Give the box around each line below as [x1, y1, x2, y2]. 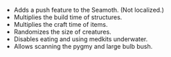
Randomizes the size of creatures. [13, 27, 112, 36]
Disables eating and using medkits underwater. [13, 35, 148, 43]
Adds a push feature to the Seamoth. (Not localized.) [13, 6, 165, 14]
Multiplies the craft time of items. [13, 21, 108, 28]
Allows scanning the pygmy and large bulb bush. [13, 43, 153, 50]
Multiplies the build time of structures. [13, 13, 123, 21]
